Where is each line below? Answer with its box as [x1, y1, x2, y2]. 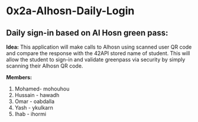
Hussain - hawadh [14, 92, 60, 98]
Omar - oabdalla [14, 98, 55, 105]
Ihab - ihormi [14, 111, 46, 117]
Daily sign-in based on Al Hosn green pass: [6, 28, 168, 38]
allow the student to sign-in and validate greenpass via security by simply [6, 56, 186, 63]
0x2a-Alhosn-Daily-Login [6, 4, 135, 18]
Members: [6, 74, 33, 81]
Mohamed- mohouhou [14, 85, 70, 92]
